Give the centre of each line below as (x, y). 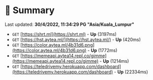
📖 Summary (30, 10)
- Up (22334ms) (131, 72)
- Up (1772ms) (102, 50)
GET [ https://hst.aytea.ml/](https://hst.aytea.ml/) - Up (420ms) (76, 39)
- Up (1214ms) (114, 61)
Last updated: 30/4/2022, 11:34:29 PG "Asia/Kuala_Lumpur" (70, 24)
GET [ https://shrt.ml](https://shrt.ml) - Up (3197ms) (64, 34)
